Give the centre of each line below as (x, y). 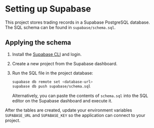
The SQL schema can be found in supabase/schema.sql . (60, 27)
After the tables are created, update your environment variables (68, 110)
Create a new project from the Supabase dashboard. (65, 63)
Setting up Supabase (48, 9)
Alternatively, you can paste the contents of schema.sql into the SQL (80, 96)
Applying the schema (38, 43)
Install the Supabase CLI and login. (47, 54)
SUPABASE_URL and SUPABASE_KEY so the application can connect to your (75, 115)
